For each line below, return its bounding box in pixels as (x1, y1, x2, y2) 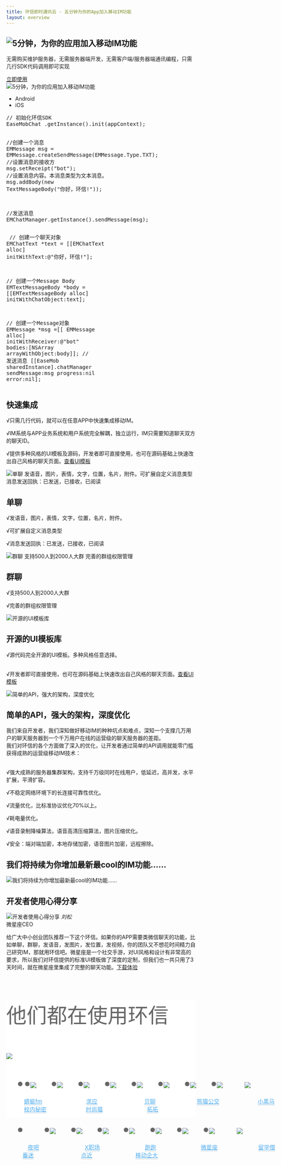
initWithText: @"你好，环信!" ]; (6, 253, 93, 261)
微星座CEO (6, 921, 34, 928)
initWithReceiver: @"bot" (6, 338, 79, 345)
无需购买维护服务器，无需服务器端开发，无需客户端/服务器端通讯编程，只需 (6, 55, 193, 63)
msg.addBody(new (6, 179, 54, 185)
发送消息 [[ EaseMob (6, 358, 59, 364)
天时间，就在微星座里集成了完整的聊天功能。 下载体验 (6, 964, 138, 971)
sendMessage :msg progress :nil (6, 370, 95, 377)
